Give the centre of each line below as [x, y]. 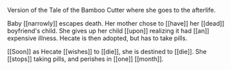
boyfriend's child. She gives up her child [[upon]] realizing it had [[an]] [109, 31]
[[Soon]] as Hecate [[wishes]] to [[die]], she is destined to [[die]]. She [107, 52]
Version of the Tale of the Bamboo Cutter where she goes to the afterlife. [111, 10]
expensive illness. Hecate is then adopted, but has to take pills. [97, 38]
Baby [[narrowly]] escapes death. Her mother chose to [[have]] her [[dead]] [116, 23]
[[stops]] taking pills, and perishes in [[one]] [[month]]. [86, 59]
